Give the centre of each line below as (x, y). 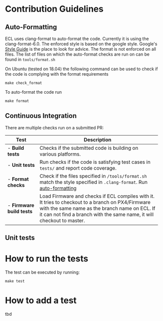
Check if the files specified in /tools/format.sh (93, 176)
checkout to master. (62, 221)
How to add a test (41, 301)
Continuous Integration (41, 116)
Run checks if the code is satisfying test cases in (95, 162)
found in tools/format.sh (30, 59)
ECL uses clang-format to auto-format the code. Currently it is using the (77, 39)
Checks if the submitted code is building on (89, 148)
